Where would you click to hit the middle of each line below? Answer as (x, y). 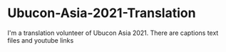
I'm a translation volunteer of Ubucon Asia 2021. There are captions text (113, 33)
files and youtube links (41, 40)
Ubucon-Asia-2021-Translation (102, 13)
